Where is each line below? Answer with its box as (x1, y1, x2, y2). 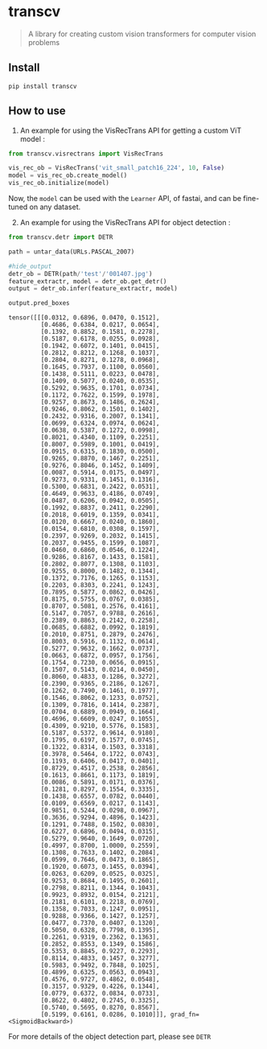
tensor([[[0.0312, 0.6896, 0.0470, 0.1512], (8, 314, 160, 322)
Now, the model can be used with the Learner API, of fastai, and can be (8, 194, 242, 204)
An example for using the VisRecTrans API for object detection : (19, 218, 231, 228)
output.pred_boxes (8, 299, 70, 307)
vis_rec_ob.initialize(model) (8, 179, 110, 187)
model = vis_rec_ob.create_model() (8, 171, 128, 179)
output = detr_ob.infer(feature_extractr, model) (8, 285, 179, 293)
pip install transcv (8, 82, 78, 90)
